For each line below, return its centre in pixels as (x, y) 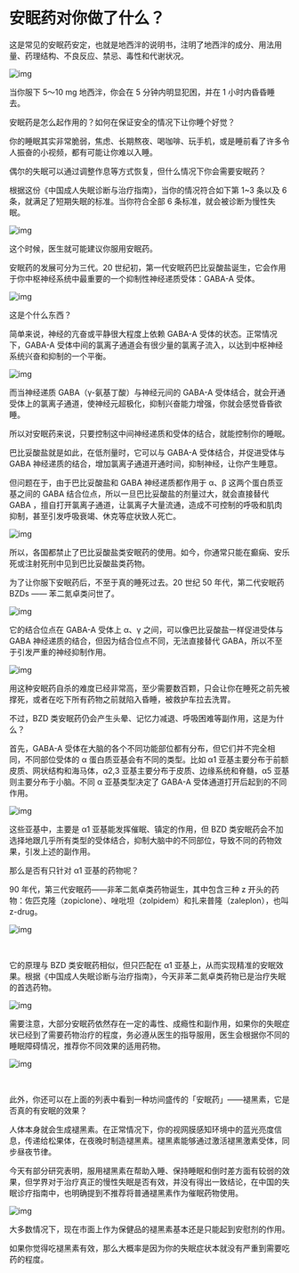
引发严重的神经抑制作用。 (64, 652)
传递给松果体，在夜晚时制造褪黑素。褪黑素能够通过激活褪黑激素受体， (153, 1140)
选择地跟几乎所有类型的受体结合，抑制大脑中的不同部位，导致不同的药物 (141, 840)
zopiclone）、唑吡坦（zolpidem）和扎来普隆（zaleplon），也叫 (176, 900)
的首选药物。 (32, 987)
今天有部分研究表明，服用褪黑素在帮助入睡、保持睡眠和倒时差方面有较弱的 (145, 1170)
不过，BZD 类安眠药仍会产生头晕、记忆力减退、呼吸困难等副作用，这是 (139, 718)
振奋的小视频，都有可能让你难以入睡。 (87, 152)
